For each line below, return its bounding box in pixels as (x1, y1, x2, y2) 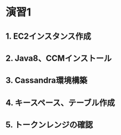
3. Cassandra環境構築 (5, 75, 88, 85)
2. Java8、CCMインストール (5, 53, 112, 63)
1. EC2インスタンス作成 (5, 31, 92, 41)
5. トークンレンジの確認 (5, 120, 93, 130)
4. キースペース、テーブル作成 (5, 97, 116, 108)
